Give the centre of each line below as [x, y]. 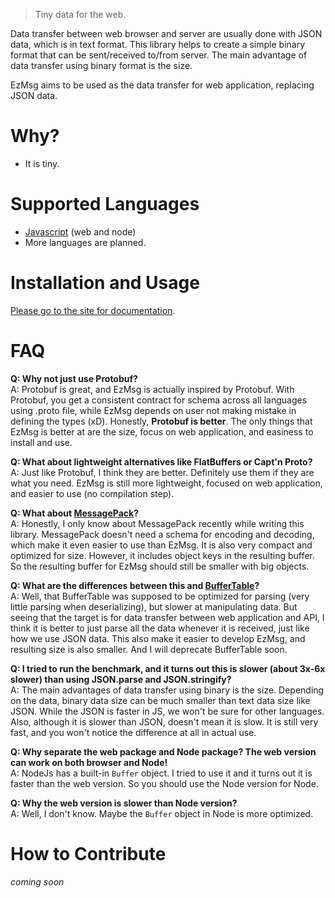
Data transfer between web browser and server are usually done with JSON [166, 33]
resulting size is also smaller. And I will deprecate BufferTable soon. [149, 649]
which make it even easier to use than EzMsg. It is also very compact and [161, 545]
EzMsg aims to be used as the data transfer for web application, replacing [162, 85]
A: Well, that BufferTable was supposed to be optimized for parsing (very [160, 596]
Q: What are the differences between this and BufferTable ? [135, 585]
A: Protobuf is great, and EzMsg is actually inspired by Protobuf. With [152, 389]
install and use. [41, 442]
